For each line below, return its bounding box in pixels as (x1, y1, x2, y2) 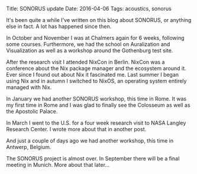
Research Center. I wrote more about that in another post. (6, 126, 147, 132)
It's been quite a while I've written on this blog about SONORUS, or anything (6, 17, 192, 23)
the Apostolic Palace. (6, 108, 58, 115)
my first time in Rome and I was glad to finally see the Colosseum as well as (6, 102, 190, 109)
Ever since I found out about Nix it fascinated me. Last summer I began (6, 71, 179, 78)
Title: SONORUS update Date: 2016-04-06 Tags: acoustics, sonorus (6, 5, 172, 12)
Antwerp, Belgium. (6, 144, 51, 150)
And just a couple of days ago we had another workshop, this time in (6, 137, 173, 144)
